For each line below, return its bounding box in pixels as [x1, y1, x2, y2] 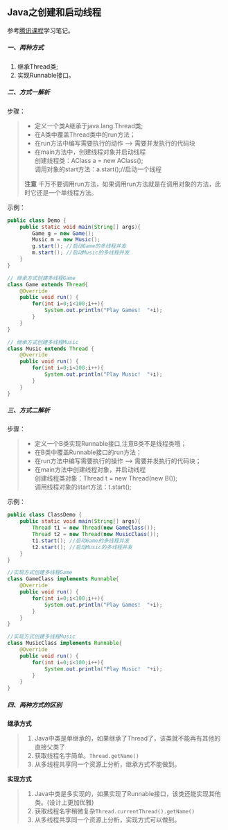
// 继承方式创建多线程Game [7, 275, 76, 282]
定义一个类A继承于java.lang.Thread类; [34, 121, 143, 130]
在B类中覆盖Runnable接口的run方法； [34, 448, 142, 456]
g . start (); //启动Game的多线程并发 [32, 243, 127, 250]
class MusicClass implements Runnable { [7, 640, 123, 647]
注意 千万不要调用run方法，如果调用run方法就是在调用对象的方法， [24, 180, 216, 188]
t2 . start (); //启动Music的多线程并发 [32, 544, 133, 551]
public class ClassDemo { [7, 512, 82, 519]
